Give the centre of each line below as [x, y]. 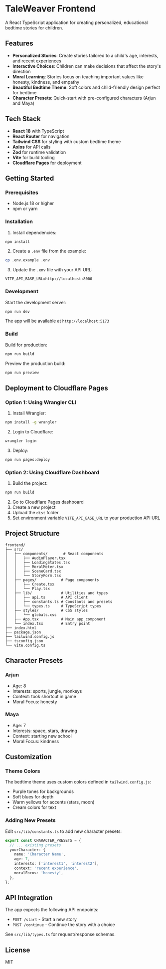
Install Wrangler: [29, 413]
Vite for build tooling [33, 157]
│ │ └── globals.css [31, 615]
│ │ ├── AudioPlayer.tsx [35, 558]
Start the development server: [36, 302]
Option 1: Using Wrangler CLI [41, 402]
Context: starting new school [42, 736]
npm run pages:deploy [28, 459]
